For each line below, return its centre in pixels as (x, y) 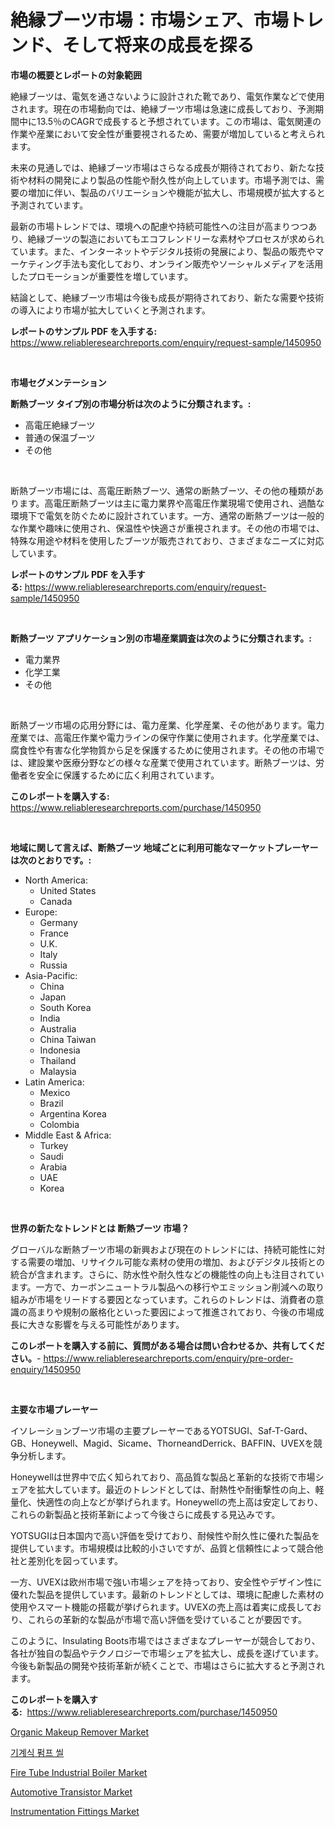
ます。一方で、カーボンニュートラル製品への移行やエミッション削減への (159, 1287)
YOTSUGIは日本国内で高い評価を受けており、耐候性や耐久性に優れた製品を (165, 1535)
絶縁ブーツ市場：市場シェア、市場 (149, 20)
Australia (58, 1028)
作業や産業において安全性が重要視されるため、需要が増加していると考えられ (168, 133)
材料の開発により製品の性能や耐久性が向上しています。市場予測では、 (171, 180)
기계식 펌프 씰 (37, 1752)
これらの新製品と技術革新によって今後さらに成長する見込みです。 (145, 1514)
